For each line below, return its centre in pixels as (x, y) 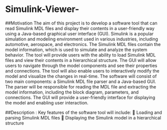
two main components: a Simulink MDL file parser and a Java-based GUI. (81, 81)
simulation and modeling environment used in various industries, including (82, 39)
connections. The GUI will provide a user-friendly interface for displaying (80, 97)
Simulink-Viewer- (42, 9)
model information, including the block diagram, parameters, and (72, 92)
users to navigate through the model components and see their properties (81, 65)
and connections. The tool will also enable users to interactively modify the (82, 70)
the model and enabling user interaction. (47, 102)
